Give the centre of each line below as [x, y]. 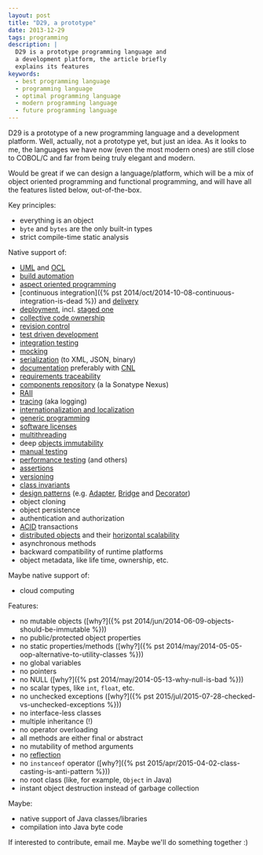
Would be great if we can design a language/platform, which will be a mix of [131, 173]
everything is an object [57, 220]
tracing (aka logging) [53, 401]
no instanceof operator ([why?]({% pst [82, 763]
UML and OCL [42, 267]
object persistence [50, 510]
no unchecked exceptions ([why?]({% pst [87, 696]
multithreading [43, 435]
